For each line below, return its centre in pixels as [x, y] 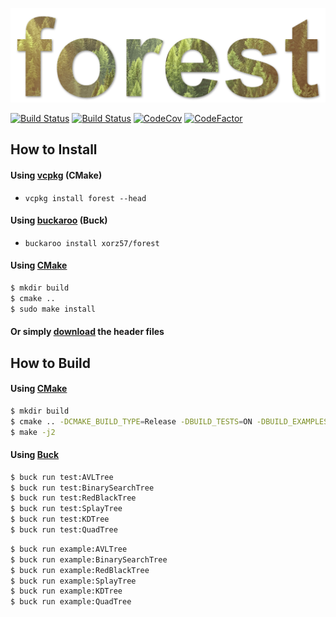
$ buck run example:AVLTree [69, 549]
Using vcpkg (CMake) [56, 175]
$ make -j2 [33, 432]
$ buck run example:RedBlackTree [80, 570]
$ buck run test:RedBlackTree [73, 498]
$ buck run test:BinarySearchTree [82, 488]
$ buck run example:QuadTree [71, 602]
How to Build [51, 363]
